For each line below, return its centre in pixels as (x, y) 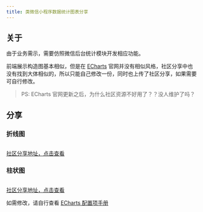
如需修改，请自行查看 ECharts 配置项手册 (57, 203)
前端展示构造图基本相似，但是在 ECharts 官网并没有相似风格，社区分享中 (97, 66)
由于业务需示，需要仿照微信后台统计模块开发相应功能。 (75, 53)
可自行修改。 (22, 82)
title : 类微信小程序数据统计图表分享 (47, 12)
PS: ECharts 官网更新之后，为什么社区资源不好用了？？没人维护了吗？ (108, 94)
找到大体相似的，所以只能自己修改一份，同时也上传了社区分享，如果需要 (107, 74)
